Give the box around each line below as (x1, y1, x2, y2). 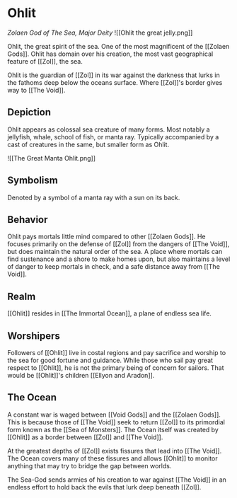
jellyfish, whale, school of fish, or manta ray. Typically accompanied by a (7, 132, 219, 141)
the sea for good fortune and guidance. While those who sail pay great (7, 356, 214, 364)
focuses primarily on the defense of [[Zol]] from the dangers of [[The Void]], (7, 240, 230, 248)
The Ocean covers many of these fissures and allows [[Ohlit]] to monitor (7, 454, 218, 463)
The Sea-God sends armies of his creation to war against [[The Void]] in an (7, 475, 226, 484)
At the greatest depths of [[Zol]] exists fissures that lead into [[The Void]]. (7, 446, 222, 455)
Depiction (7, 106, 52, 118)
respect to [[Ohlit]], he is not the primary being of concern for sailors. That (7, 364, 224, 372)
